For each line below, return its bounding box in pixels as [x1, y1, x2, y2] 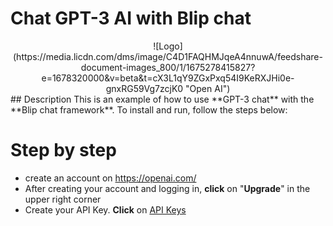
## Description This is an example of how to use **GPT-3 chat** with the [10, 93, 315, 105]
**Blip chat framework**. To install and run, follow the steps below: [10, 103, 288, 116]
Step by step [10, 139, 117, 162]
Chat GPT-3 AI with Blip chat [10, 7, 252, 30]
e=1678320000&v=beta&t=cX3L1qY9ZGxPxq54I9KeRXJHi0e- [41, 72, 295, 84]
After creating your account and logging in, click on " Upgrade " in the [24, 182, 311, 194]
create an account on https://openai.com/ [24, 172, 197, 184]
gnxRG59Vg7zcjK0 [105, 82, 184, 94]
